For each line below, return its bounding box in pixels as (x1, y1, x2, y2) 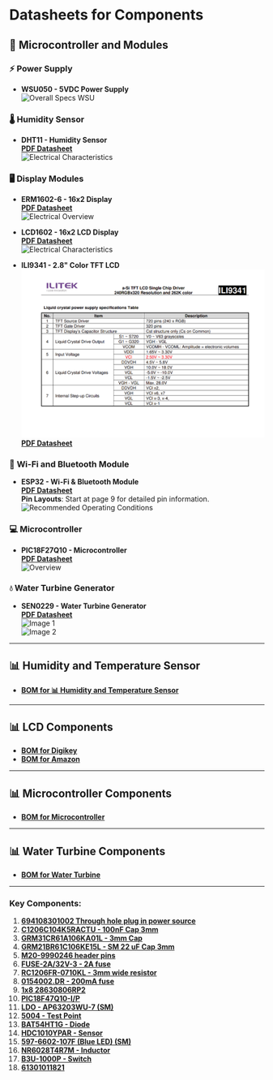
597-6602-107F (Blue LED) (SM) (20, 1037, 132, 1047)
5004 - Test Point (20, 1011, 82, 1021)
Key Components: (9, 897, 82, 909)
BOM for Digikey (20, 746, 78, 755)
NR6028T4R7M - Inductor (20, 1045, 111, 1056)
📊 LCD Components (9, 721, 113, 734)
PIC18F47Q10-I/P (20, 994, 80, 1004)
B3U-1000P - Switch (20, 1054, 92, 1064)
